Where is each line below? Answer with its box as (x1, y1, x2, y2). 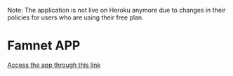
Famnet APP (7, 38, 81, 54)
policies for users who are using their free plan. (7, 13, 144, 22)
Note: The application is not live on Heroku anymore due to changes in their (7, 6, 226, 14)
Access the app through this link (7, 61, 101, 69)
